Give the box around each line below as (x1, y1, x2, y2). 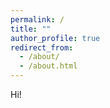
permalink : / (10, 14, 65, 25)
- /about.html (19, 61, 78, 71)
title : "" (10, 24, 52, 34)
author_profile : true (10, 33, 101, 43)
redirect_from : (10, 42, 74, 53)
